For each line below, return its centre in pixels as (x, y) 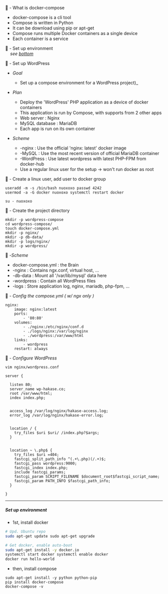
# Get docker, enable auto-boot (39, 545)
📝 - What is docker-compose (35, 8)
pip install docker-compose (34, 582)
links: (21, 340)
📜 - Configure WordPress (31, 358)
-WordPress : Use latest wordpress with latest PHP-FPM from (83, 158)
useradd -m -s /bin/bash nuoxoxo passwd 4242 (53, 188)
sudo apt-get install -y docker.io (42, 550)
